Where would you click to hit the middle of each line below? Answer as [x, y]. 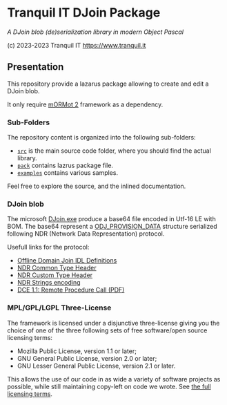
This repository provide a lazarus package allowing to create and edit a [108, 84]
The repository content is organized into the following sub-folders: [101, 138]
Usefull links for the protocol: [48, 247]
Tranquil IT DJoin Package [84, 13]
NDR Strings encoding [49, 283]
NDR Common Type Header [57, 268]
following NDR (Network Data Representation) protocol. [86, 234]
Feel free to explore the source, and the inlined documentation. [97, 186]
